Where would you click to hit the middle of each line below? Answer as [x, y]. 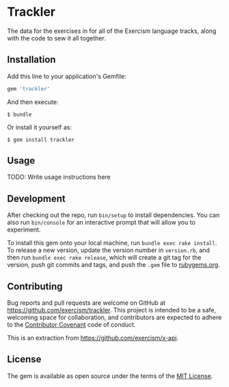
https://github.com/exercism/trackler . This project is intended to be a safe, [112, 310]
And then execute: [33, 102]
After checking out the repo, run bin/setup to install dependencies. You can [113, 215]
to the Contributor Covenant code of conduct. [71, 325]
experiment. [24, 229]
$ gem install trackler [41, 140]
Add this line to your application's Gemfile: [67, 76]
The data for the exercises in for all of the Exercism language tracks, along [112, 31]
